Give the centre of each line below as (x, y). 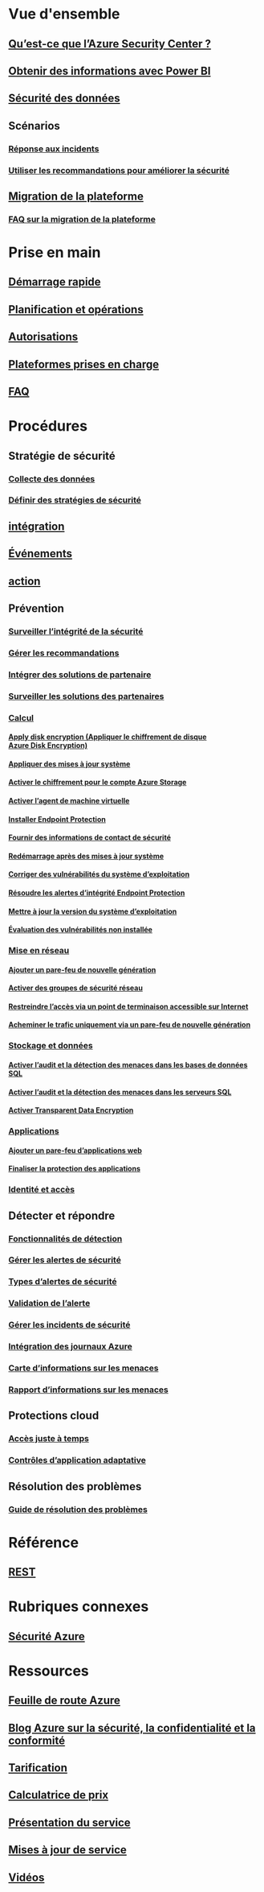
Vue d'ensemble (64, 14)
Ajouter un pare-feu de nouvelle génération (82, 969)
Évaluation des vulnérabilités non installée (80, 930)
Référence (43, 1542)
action (24, 581)
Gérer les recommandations (64, 653)
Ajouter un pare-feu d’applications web (75, 1150)
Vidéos (26, 1877)
